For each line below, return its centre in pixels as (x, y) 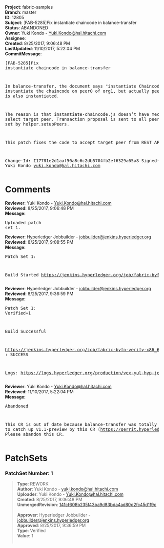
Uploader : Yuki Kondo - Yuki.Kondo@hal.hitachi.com (70, 494)
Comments (28, 190)
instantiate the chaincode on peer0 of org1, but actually (77, 91)
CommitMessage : (23, 54)
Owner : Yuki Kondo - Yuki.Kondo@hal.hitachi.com (56, 33)
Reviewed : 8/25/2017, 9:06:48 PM (40, 208)
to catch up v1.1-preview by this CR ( (53, 429)
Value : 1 (25, 536)
